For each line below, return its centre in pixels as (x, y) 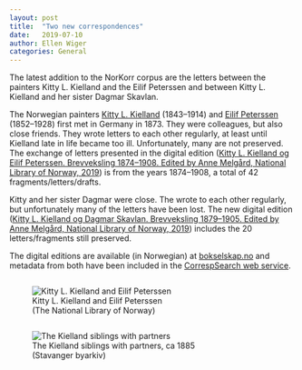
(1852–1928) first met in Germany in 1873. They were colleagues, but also (146, 125)
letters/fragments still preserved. (71, 238)
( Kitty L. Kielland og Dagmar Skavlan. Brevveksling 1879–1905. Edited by (144, 219)
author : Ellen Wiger (49, 43)
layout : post (34, 18)
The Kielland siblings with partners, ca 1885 (113, 345)
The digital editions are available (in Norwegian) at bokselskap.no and (140, 256)
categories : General (49, 52)
